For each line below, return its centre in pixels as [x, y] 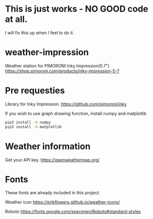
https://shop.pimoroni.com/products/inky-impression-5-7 [62, 71]
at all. [16, 19]
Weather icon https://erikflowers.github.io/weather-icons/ [62, 202]
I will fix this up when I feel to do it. [39, 33]
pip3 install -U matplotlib [33, 127]
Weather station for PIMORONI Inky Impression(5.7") [57, 66]
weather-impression [47, 52]
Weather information [48, 146]
